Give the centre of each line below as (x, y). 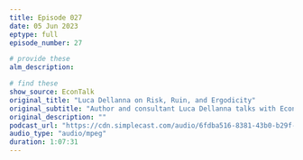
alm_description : (42, 67)
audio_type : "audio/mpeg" (58, 134)
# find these (34, 84)
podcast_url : (34, 125)
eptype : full (34, 34)
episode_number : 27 (46, 43)
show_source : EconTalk (52, 92)
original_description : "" (58, 117)
